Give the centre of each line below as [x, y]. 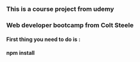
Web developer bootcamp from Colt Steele [70, 25]
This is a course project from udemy [60, 9]
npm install [21, 53]
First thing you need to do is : [43, 39]
